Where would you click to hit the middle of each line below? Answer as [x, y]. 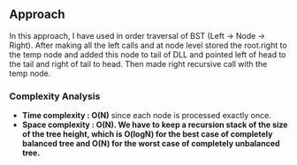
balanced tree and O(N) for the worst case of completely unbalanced [151, 144]
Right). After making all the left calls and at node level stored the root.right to [148, 45]
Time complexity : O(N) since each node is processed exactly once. [146, 116]
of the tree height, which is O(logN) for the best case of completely [147, 134]
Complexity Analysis [55, 96]
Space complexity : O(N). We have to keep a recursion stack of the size [155, 125]
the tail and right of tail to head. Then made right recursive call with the [138, 64]
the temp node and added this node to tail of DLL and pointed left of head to [148, 54]
